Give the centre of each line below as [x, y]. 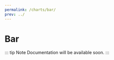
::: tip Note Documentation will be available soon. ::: [57, 53]
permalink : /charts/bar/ [30, 10]
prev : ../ [15, 14]
